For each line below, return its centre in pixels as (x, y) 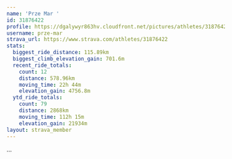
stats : (16, 46)
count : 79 (33, 104)
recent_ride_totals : (42, 65)
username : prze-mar (35, 33)
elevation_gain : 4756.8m (55, 91)
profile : (19, 26)
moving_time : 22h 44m (50, 85)
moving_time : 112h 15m (52, 117)
